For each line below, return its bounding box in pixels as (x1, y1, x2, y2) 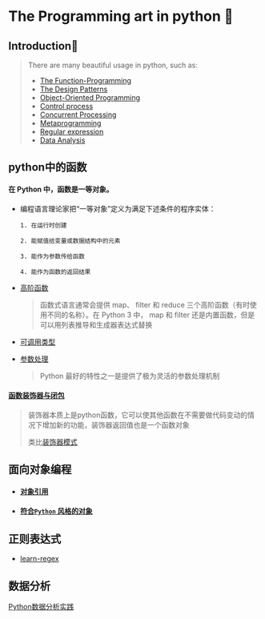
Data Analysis (39, 135, 86, 145)
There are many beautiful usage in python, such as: (27, 60, 199, 70)
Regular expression (39, 127, 104, 136)
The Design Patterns (39, 84, 108, 94)
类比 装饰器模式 (27, 436, 78, 447)
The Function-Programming (39, 76, 132, 85)
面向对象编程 (8, 463, 72, 476)
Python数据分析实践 (8, 602, 74, 611)
